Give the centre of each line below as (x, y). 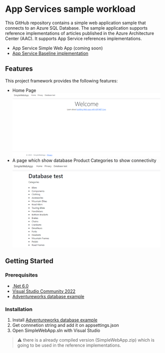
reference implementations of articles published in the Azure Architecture (80, 33)
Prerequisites (21, 275)
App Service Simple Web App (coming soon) (58, 48)
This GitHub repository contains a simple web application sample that (76, 23)
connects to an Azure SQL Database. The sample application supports (76, 28)
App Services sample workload (70, 9)
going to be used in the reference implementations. (69, 345)
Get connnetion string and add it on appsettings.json (66, 325)
